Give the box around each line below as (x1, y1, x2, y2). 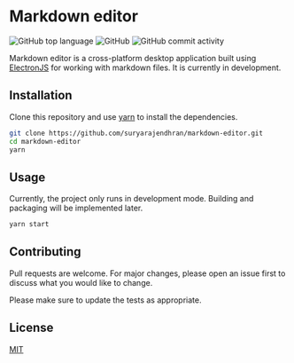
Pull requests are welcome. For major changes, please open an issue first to (9, 268, 286, 279)
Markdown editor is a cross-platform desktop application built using (9, 52, 257, 63)
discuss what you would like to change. (9, 277, 153, 288)
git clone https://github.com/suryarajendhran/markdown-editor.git (9, 129, 264, 138)
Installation (9, 88, 73, 103)
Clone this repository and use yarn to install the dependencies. (9, 111, 238, 122)
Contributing (9, 244, 81, 259)
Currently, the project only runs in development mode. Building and (9, 193, 254, 204)
